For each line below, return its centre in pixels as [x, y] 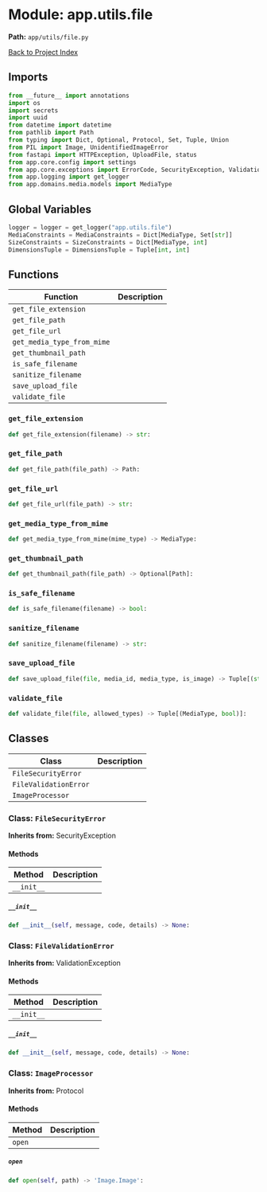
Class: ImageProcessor [51, 1073]
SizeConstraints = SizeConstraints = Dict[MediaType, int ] [108, 242]
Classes [29, 739]
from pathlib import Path [51, 133]
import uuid [28, 118]
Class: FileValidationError [61, 945]
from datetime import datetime [60, 125]
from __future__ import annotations [69, 96]
